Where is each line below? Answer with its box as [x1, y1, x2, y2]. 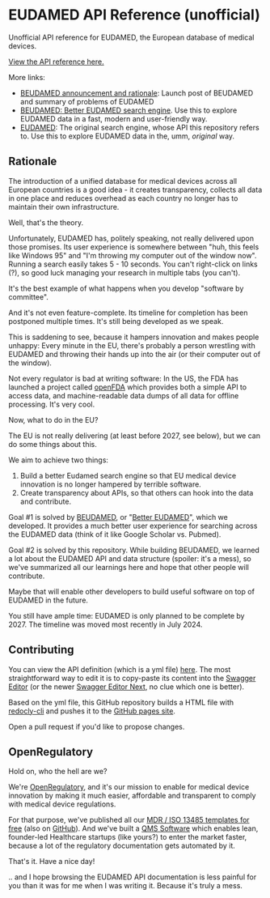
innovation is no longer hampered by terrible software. [19, 479, 202, 489]
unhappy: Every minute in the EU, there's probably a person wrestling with [8, 340, 256, 350]
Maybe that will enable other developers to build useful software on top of [8, 586, 255, 596]
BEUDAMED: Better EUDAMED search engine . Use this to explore [19, 105, 238, 115]
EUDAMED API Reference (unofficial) [8, 6, 260, 24]
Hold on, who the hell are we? [8, 767, 108, 777]
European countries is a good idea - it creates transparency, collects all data [8, 185, 263, 194]
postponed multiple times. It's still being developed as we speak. [8, 316, 224, 326]
